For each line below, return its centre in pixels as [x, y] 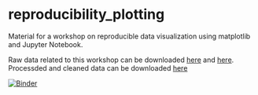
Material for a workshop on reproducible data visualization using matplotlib [129, 36]
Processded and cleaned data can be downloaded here [98, 68]
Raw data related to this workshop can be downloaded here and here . [121, 60]
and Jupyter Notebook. [46, 44]
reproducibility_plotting [87, 15]
